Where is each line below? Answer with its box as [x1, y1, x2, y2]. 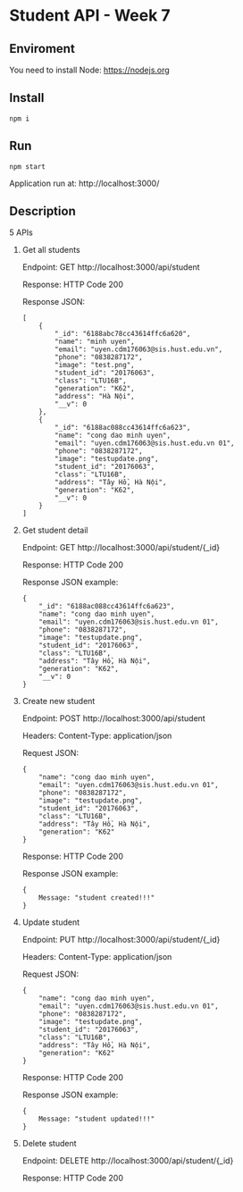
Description [9, 204, 76, 219]
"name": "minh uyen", [54, 337, 136, 347]
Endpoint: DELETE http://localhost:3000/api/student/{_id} [21, 1155, 234, 1166]
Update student [21, 917, 80, 928]
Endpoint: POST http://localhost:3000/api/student [21, 713, 205, 724]
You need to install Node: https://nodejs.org [9, 64, 170, 75]
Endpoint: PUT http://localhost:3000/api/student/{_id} [21, 935, 221, 945]
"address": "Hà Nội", [54, 392, 136, 401]
